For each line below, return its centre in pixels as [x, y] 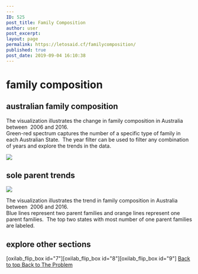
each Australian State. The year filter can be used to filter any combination [98, 139]
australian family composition [62, 107]
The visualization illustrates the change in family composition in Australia [95, 120]
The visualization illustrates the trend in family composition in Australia [92, 201]
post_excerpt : [24, 34]
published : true [26, 50]
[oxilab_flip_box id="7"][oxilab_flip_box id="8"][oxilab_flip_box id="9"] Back [98, 259]
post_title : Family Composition [46, 22]
